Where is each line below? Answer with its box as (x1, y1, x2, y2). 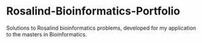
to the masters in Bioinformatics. (6, 30, 87, 38)
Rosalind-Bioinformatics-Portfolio (6, 4, 180, 18)
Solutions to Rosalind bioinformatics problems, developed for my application (6, 24, 197, 31)
